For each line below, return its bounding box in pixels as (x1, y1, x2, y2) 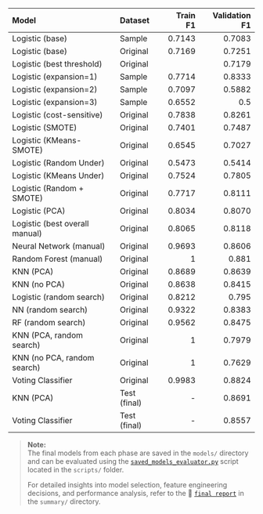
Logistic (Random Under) (12, 157, 105, 168)
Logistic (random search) (12, 291, 106, 302)
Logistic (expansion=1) (12, 71, 98, 81)
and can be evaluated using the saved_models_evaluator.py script (27, 457, 239, 465)
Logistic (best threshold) (12, 59, 103, 69)
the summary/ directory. (27, 497, 101, 506)
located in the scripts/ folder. (27, 465, 124, 474)
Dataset (120, 15, 150, 26)
